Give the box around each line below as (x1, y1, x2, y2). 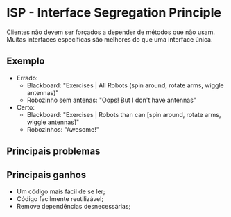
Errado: (16, 73, 38, 82)
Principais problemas (6, 146, 101, 157)
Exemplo (6, 55, 45, 67)
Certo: (16, 103, 35, 112)
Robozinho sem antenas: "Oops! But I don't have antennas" (26, 96, 197, 104)
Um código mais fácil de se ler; (16, 187, 105, 196)
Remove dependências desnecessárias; (16, 202, 131, 210)
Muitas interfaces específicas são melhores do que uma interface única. (6, 35, 213, 43)
